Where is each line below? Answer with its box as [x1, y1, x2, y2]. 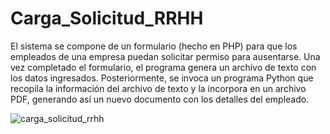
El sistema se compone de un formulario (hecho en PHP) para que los [10, 40, 298, 52]
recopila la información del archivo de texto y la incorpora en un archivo [10, 82, 307, 94]
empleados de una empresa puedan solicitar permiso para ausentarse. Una [10, 50, 321, 62]
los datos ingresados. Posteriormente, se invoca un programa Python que [10, 72, 314, 84]
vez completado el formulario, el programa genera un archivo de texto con [10, 61, 317, 73]
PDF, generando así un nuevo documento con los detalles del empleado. [10, 93, 310, 105]
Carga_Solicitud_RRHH [10, 7, 204, 30]
